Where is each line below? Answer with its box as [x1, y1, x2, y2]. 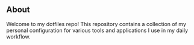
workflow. [6, 33, 31, 40]
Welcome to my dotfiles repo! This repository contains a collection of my [6, 20, 187, 27]
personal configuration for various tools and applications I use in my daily [6, 27, 189, 34]
